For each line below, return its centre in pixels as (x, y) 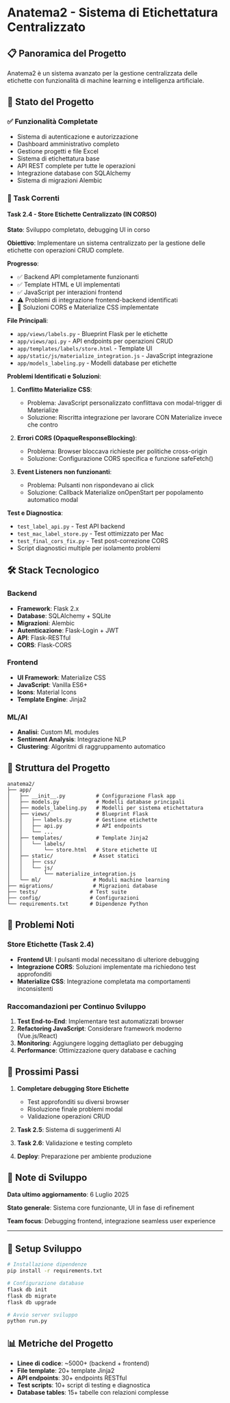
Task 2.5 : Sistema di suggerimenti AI (69, 1129)
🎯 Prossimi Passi (43, 1072)
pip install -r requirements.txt (55, 1271)
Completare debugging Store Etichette (73, 1088)
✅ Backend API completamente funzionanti (78, 276)
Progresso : (23, 263)
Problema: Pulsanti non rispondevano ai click (90, 485)
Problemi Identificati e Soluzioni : (54, 376)
